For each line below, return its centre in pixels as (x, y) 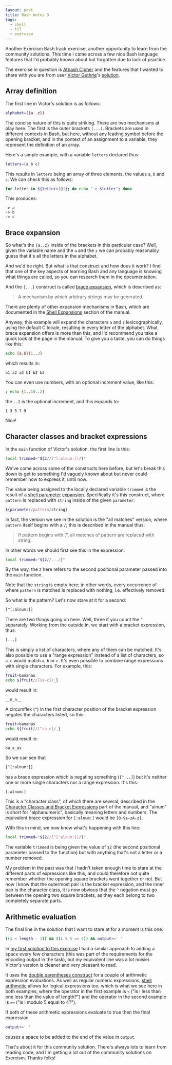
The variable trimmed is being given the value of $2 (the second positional (83, 847)
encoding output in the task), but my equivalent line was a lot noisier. (78, 959)
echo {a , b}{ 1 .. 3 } (24, 354)
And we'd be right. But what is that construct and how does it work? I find (83, 266)
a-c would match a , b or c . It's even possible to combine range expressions (84, 661)
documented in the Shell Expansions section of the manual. (68, 312)
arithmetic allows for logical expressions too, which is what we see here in (84, 986)
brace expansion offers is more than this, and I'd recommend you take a (81, 333)
